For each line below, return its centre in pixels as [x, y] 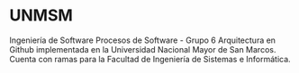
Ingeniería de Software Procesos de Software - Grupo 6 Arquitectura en [143, 40]
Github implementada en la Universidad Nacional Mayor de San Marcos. [143, 49]
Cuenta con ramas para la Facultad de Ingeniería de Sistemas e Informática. [150, 59]
